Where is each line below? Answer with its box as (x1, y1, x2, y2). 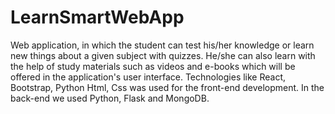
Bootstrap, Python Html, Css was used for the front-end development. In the (10, 81, 325, 93)
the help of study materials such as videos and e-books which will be (10, 60, 296, 72)
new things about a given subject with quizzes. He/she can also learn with (10, 49, 316, 61)
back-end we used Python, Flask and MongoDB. (10, 92, 210, 104)
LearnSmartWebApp (10, 6, 185, 29)
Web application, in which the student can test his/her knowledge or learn (10, 39, 315, 51)
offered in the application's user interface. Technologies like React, (10, 71, 287, 83)
